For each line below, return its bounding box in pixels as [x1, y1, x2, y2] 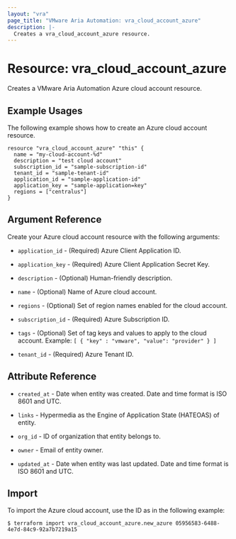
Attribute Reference [7, 370, 97, 383]
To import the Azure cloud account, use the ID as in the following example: [7, 506, 225, 515]
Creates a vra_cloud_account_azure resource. [13, 30, 151, 38]
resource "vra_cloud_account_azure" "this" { [7, 145, 144, 152]
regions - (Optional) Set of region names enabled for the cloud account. [17, 301, 228, 309]
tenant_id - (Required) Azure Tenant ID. [17, 350, 134, 358]
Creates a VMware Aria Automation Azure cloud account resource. [7, 84, 202, 93]
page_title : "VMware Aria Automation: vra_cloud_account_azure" [7, 17, 201, 24]
